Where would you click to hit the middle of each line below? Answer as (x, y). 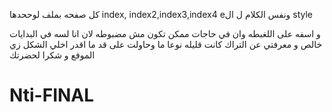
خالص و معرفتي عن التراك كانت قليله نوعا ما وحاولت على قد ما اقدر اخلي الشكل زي (166, 44)
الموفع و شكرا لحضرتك (52, 55)
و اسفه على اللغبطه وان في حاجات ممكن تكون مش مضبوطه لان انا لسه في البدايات (165, 33)
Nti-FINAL (52, 95)
